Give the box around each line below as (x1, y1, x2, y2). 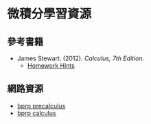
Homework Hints (27, 62, 75, 69)
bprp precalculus (16, 101, 66, 110)
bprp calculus (16, 109, 56, 117)
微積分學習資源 (7, 6, 92, 22)
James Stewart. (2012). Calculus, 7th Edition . (16, 54, 145, 62)
